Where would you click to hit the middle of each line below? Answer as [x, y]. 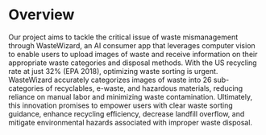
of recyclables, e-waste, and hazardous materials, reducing [144, 88]
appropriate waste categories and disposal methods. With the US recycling [133, 63]
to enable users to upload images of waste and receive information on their [133, 54]
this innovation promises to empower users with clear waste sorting [121, 105]
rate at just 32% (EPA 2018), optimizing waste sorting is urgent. [113, 71]
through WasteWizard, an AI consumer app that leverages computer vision [132, 45]
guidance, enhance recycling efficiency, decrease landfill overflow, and [127, 113]
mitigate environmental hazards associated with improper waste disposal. [130, 122]
